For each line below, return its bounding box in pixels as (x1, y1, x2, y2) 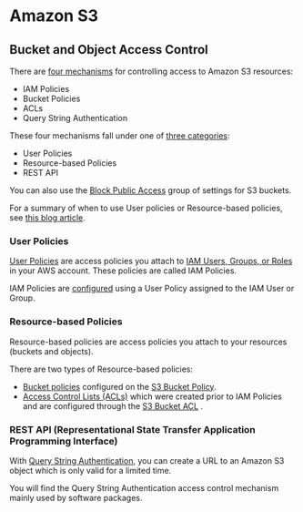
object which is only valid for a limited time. (9, 465, 172, 476)
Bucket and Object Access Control (9, 42, 209, 57)
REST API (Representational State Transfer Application (9, 423, 257, 435)
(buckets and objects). (9, 345, 94, 356)
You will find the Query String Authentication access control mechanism (9, 482, 279, 493)
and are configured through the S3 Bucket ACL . (22, 400, 203, 411)
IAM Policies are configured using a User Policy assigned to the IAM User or (9, 283, 295, 294)
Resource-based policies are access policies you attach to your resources (9, 336, 288, 347)
